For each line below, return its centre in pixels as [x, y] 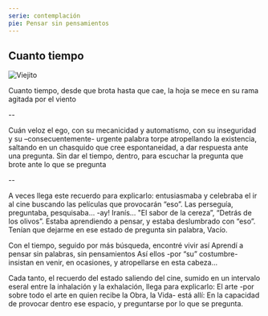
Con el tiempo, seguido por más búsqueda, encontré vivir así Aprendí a [126, 245]
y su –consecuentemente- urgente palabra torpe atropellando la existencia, [133, 139]
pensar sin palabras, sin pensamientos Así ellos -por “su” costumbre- [123, 254]
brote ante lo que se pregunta [57, 165]
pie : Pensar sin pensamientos [59, 23]
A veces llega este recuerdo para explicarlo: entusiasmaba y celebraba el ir [133, 196]
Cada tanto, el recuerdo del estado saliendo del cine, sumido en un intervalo [134, 278]
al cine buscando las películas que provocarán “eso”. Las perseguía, [121, 204]
